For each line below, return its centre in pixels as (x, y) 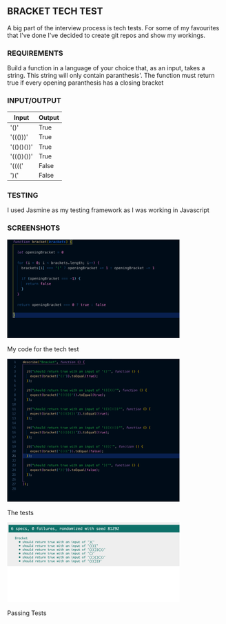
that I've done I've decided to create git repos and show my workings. (106, 35)
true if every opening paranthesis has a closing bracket (85, 83)
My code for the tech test (43, 349)
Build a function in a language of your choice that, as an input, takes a (106, 68)
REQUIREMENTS (35, 53)
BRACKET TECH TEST (55, 11)
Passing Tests (27, 613)
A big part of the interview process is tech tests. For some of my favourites (113, 28)
